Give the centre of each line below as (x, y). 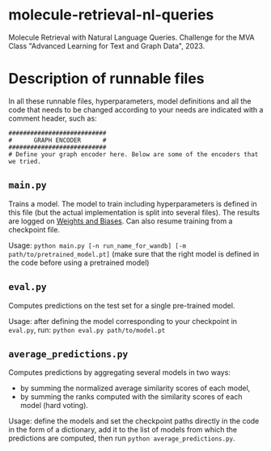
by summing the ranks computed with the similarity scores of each (131, 397)
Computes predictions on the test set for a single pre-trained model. (122, 305)
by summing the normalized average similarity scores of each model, (135, 388)
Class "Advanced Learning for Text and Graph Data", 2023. (107, 45)
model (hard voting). (54, 406)
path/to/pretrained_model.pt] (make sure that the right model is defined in (134, 253)
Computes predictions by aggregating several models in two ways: (119, 372)
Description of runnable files (106, 79)
